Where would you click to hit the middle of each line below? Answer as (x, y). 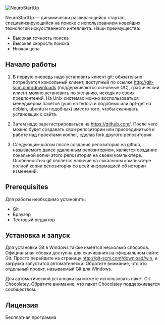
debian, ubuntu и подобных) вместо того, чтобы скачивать (75, 109)
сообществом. (21, 289)
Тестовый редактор (34, 220)
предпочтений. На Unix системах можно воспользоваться (75, 98)
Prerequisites (27, 187)
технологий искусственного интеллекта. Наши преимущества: (73, 28)
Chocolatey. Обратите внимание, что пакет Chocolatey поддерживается (82, 284)
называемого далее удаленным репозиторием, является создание (85, 150)
